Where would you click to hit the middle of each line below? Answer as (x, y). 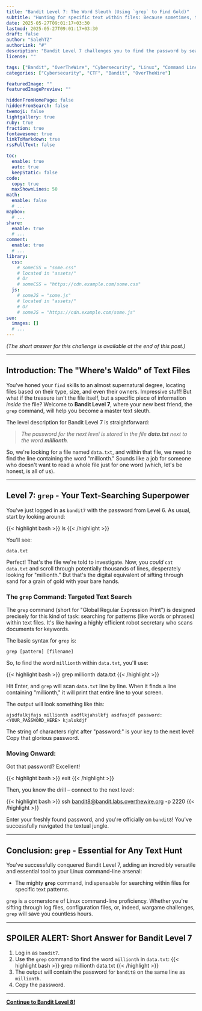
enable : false (29, 201)
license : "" (21, 57)
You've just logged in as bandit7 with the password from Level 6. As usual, (99, 510)
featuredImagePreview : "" (38, 90)
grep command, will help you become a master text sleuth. (78, 411)
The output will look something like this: (55, 704)
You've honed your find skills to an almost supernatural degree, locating (96, 385)
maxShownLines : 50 (35, 189)
